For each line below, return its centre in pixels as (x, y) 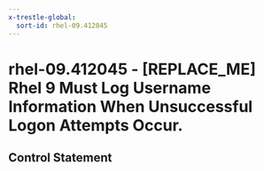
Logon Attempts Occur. (96, 125)
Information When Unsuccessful (131, 106)
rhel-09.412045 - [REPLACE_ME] (132, 69)
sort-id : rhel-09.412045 (62, 26)
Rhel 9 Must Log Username (110, 88)
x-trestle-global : (42, 17)
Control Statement (60, 158)
